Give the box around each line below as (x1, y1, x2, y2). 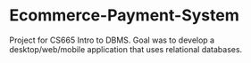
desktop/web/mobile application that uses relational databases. (9, 43, 243, 54)
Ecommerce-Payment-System (9, 5, 239, 26)
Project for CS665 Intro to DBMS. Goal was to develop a (9, 35, 215, 45)
